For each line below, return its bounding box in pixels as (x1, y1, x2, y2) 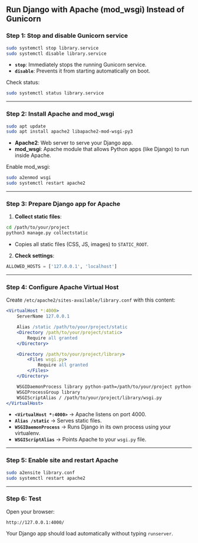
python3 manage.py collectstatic (6, 230, 88, 236)
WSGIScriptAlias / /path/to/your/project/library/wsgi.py (16, 395, 162, 401)
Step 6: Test (6, 495, 41, 503)
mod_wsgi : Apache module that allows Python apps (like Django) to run (14, 146, 189, 153)
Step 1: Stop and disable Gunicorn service (6, 32, 128, 40)
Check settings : (14, 252, 55, 259)
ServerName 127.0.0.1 (16, 313, 70, 319)
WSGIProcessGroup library (16, 389, 81, 395)
